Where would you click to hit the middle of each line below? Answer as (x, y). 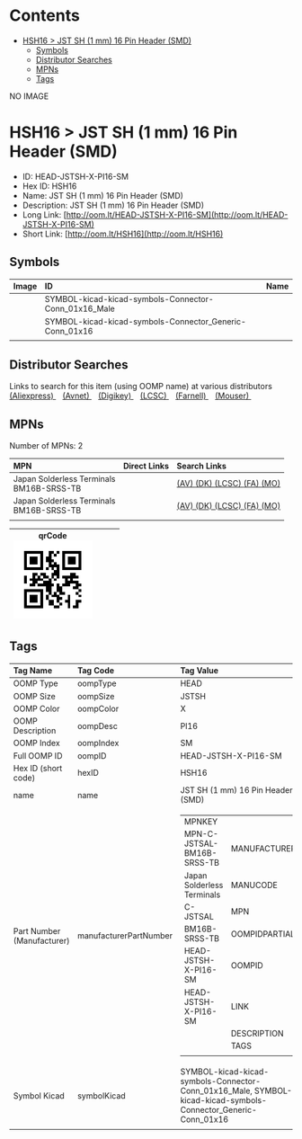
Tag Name (32, 671)
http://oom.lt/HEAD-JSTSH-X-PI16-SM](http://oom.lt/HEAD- (177, 214)
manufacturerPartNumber (125, 936)
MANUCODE (254, 885)
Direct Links (146, 466)
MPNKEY (201, 822)
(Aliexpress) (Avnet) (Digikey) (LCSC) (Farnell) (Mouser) (129, 396)
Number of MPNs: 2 (46, 446)
